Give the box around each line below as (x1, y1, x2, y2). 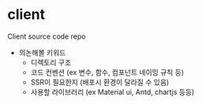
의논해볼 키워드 (18, 47, 66, 57)
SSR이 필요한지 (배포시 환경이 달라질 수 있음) (30, 77, 170, 87)
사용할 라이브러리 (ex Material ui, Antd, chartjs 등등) (30, 87, 195, 96)
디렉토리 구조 (30, 58, 72, 67)
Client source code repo (7, 32, 86, 41)
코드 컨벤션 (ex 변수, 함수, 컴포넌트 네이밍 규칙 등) (30, 67, 185, 76)
